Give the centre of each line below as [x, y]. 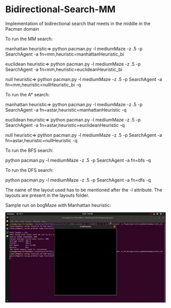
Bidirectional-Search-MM [61, 9]
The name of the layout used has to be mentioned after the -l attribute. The [84, 190]
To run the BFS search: [29, 150]
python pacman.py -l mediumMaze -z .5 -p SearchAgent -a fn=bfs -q [78, 160]
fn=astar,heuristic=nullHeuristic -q [41, 140]
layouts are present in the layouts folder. [47, 195]
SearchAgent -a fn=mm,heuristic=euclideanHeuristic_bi [64, 69]
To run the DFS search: [30, 170]
